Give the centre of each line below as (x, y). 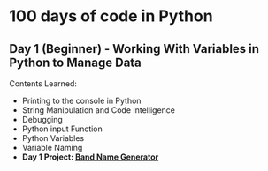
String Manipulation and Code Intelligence (98, 110)
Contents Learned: (43, 84)
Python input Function (62, 129)
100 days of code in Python (111, 16)
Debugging (42, 119)
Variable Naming (52, 148)
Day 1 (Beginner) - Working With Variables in (134, 49)
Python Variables (53, 138)
